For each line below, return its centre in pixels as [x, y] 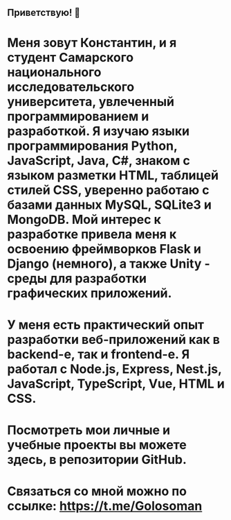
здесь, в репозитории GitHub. [97, 459]
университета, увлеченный [91, 102]
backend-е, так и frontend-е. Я [99, 354]
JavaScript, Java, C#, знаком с [99, 161]
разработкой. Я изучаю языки [99, 131]
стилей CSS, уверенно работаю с [108, 190]
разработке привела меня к [92, 234]
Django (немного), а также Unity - [109, 263]
